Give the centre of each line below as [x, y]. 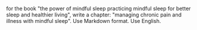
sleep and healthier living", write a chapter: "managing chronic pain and [94, 15]
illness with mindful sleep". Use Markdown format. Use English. [84, 21]
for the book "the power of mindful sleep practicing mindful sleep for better [98, 9]
